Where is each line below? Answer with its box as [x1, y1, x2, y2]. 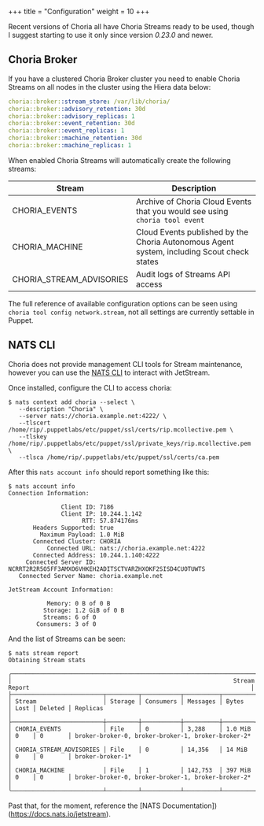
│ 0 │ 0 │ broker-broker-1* [8, 752, 132, 761]
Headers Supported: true [32, 524, 114, 532]
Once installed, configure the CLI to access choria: [8, 383, 173, 392]
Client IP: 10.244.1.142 [60, 509, 143, 518]
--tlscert [18, 419, 51, 427]
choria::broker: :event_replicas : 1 [8, 127, 125, 135]
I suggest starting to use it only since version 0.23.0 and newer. [8, 31, 214, 39]
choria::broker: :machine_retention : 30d [8, 134, 143, 143]
